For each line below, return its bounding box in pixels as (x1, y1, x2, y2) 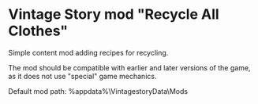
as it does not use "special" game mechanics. (8, 71, 157, 81)
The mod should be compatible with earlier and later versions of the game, (8, 63, 251, 72)
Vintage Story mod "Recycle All (8, 5, 219, 23)
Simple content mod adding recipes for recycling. (8, 48, 169, 57)
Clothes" (8, 22, 69, 40)
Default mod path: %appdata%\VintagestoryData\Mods (8, 86, 188, 95)
